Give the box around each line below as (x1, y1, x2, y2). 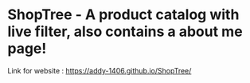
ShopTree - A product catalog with (7, 6, 240, 24)
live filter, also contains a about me (7, 22, 244, 41)
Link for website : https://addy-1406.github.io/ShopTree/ (7, 65, 192, 75)
